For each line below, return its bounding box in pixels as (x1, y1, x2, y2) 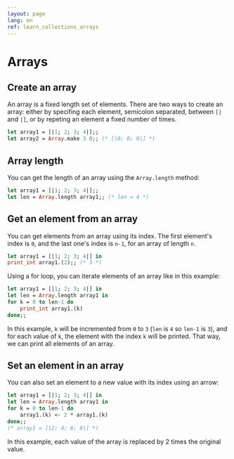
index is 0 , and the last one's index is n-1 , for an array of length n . (7, 239, 196, 247)
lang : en (7, 17, 33, 24)
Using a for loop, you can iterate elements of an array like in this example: (7, 272, 221, 280)
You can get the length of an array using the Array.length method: (7, 173, 200, 181)
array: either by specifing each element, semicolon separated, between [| (7, 108, 222, 116)
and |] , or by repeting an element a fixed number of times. (7, 115, 177, 124)
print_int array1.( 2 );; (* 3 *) (7, 259, 102, 266)
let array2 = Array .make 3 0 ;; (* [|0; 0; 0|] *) (7, 135, 156, 143)
